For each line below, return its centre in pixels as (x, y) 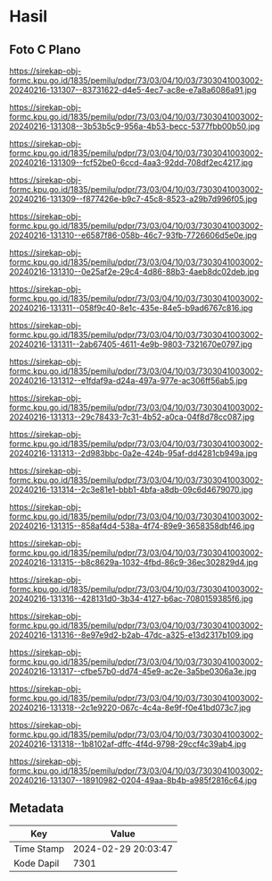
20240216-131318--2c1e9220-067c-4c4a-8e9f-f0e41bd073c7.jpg (130, 707)
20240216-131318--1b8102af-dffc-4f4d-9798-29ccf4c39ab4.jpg (128, 744)
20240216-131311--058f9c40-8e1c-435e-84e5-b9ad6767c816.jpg (131, 308)
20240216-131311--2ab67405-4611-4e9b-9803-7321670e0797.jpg (131, 344)
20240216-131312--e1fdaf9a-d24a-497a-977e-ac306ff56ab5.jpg (128, 381)
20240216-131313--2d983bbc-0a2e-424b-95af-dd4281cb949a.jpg (133, 453)
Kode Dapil (37, 863)
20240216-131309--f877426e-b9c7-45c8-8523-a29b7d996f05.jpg (133, 199)
